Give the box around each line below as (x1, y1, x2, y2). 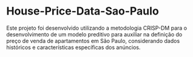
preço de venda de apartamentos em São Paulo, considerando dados (6, 37, 180, 44)
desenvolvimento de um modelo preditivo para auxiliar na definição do (6, 30, 183, 38)
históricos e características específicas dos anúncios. (6, 44, 141, 51)
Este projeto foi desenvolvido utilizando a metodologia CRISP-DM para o (6, 24, 187, 32)
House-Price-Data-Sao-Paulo (6, 4, 159, 18)
